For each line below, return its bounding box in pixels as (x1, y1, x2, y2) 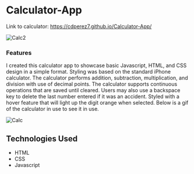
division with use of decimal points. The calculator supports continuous (6, 81, 178, 88)
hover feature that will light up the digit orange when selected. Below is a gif (6, 99, 189, 106)
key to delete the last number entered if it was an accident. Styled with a (6, 93, 179, 100)
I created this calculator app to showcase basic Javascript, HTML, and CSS (6, 62, 187, 69)
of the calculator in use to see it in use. (6, 106, 99, 113)
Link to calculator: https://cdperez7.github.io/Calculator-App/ (6, 23, 152, 30)
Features (6, 48, 32, 57)
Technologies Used (6, 134, 77, 144)
